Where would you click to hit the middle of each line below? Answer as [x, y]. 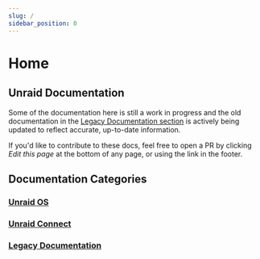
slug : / [21, 16]
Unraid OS [29, 202]
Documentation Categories [78, 179]
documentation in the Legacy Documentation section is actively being [124, 121]
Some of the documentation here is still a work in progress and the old [125, 112]
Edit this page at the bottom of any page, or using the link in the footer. [126, 153]
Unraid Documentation [66, 93]
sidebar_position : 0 [43, 23]
